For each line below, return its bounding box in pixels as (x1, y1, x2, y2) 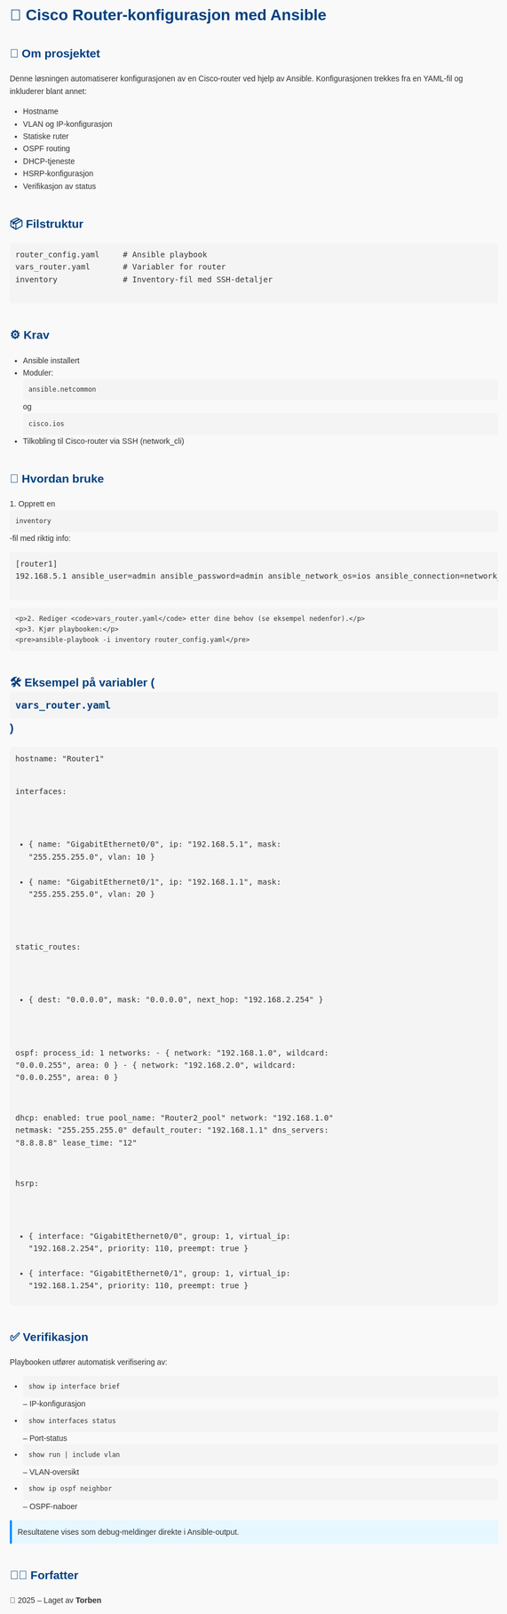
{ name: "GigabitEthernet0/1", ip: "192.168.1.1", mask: (28, 877, 281, 887)
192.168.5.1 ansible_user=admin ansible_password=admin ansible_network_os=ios (15, 571, 371, 581)
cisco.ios (28, 419, 65, 428)
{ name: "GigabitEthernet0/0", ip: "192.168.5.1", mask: (28, 839, 281, 849)
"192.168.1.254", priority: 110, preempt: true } (28, 1281, 249, 1291)
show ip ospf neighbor (28, 1484, 113, 1493)
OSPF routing (22, 144, 71, 154)
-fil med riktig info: (10, 533, 71, 543)
